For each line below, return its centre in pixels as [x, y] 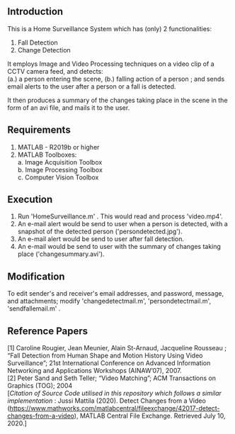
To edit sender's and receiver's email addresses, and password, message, [116, 294]
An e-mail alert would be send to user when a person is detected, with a [122, 224]
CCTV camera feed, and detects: [56, 71]
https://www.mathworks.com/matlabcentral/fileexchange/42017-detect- [115, 408]
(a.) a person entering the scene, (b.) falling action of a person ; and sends [116, 79]
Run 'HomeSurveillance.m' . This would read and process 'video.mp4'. [120, 216]
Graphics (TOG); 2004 [40, 386]
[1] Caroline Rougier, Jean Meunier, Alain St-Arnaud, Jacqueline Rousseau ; [117, 348]
